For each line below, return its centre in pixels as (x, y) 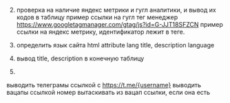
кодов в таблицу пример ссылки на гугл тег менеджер (97, 17)
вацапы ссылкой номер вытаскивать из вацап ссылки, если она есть (108, 92)
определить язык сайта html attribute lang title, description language (115, 45)
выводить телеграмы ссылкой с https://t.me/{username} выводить (104, 85)
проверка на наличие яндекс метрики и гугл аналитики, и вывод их (116, 10)
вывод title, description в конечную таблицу (80, 58)
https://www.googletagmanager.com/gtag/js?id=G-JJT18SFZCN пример (119, 24)
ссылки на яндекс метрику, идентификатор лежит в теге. (101, 32)
